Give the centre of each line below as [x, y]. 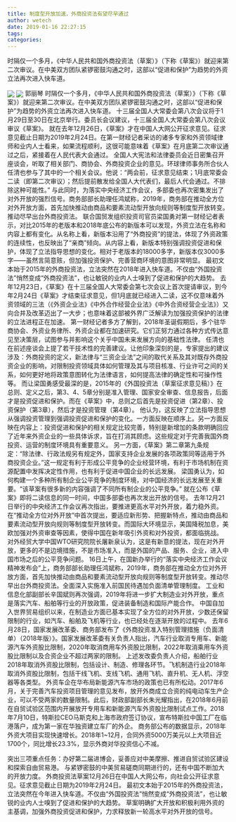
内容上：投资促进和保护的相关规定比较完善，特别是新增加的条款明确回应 [124, 428]
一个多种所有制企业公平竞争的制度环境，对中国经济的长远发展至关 [121, 480]
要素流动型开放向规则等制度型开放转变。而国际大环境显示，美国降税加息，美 [118, 524]
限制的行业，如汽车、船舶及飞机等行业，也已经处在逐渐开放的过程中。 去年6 [118, 621]
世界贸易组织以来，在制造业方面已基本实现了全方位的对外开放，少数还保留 [121, 612]
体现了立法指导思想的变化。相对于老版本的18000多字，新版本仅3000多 [122, 252]
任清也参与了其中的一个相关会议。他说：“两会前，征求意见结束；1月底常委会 [118, 172]
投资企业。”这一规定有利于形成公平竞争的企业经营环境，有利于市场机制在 [118, 463]
